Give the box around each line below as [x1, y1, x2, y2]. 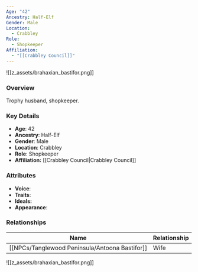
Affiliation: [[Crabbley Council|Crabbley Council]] [14, 157, 137, 164]
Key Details [6, 112, 40, 120]
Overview [6, 83, 35, 92]
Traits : [14, 191, 31, 198]
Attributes [6, 171, 36, 180]
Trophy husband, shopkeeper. [6, 97, 79, 104]
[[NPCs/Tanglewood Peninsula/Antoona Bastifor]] [9, 244, 148, 252]
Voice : [14, 184, 31, 192]
